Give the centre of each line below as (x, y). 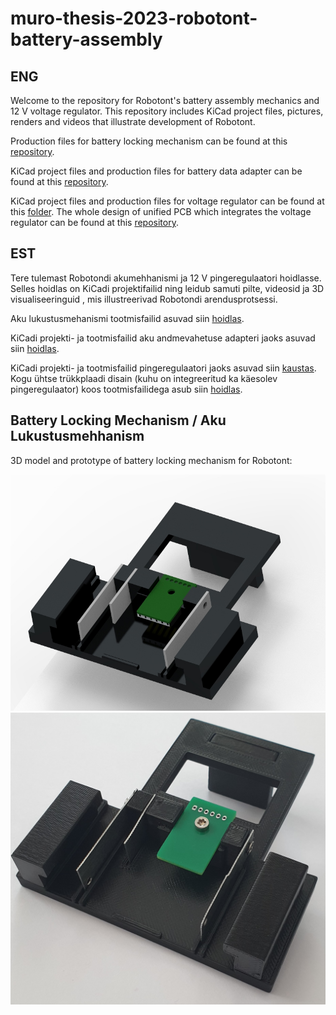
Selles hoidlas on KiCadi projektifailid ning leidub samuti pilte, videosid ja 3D (167, 288)
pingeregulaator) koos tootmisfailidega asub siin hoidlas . (126, 389)
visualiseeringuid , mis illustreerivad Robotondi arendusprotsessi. (144, 299)
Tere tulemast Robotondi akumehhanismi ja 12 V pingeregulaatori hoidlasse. (166, 278)
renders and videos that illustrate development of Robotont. (133, 121)
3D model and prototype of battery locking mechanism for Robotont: (151, 460)
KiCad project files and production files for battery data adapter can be (156, 171)
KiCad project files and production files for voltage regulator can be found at (167, 201)
